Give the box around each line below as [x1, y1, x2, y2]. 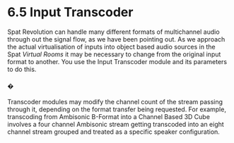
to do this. [7, 65, 37, 73]
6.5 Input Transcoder [7, 4, 134, 20]
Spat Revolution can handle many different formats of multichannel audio [7, 27, 221, 36]
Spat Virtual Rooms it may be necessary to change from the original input [7, 50, 221, 58]
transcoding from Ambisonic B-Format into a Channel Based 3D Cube [7, 113, 211, 121]
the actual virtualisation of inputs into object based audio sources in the [7, 42, 216, 51]
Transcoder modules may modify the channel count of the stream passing [7, 98, 223, 106]
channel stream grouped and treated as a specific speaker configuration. [7, 128, 221, 136]
